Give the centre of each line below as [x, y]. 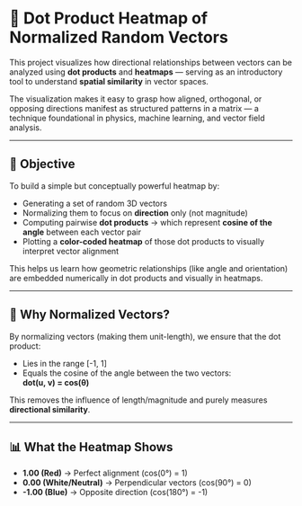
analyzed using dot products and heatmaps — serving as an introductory [146, 72]
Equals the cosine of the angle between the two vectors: [127, 373]
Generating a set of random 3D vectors [95, 203]
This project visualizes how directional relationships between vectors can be [151, 62]
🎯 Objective [42, 164]
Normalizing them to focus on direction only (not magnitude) [135, 213]
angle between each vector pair [82, 232]
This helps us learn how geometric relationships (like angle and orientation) [149, 268]
